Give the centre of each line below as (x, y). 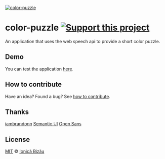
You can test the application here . (39, 69)
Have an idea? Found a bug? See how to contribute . (58, 96)
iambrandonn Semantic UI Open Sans (43, 124)
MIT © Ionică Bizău (25, 152)
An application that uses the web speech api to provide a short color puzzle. (83, 41)
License (18, 139)
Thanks (17, 112)
